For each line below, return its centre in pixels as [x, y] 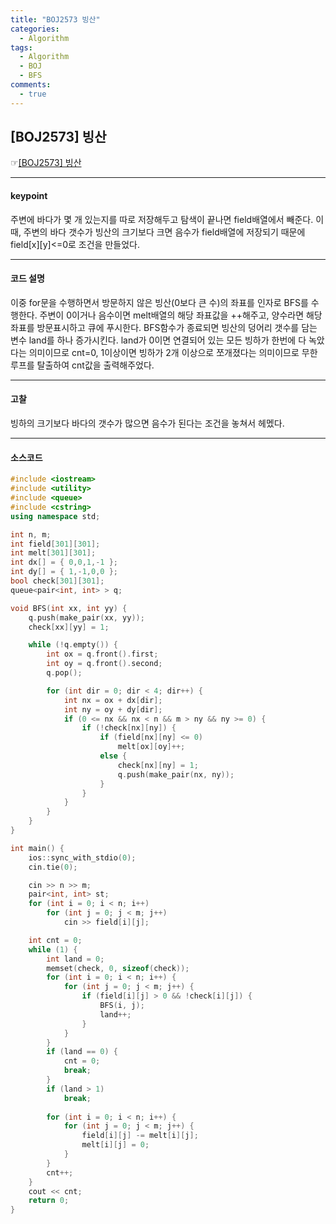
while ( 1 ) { [53, 949]
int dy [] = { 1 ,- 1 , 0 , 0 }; [64, 572]
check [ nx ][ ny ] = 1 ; [158, 765]
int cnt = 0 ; [55, 940]
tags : [21, 47]
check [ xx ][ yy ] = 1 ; [69, 627]
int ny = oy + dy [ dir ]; [113, 709]
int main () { [37, 848]
